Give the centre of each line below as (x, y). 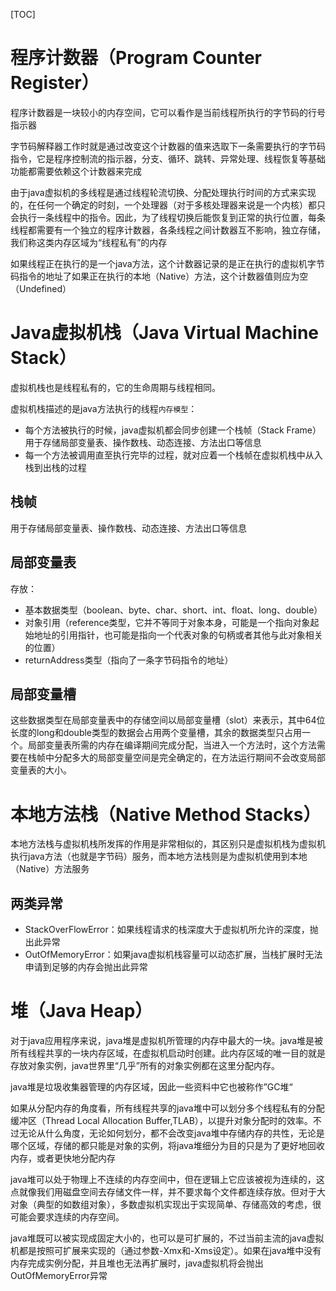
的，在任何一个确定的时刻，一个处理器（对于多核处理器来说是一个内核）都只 (168, 205)
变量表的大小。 (41, 770)
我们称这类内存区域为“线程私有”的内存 (89, 242)
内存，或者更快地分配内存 (63, 1158)
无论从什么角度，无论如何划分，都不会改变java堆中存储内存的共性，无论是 (171, 1133)
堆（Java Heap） (81, 1011)
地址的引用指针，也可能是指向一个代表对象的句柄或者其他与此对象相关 (178, 635)
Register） (55, 83)
